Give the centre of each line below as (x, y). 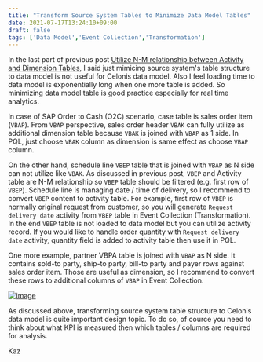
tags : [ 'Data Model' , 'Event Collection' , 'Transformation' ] (107, 37)
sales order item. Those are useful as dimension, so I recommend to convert (131, 272)
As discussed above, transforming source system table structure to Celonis (130, 311)
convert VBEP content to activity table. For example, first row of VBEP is (121, 199)
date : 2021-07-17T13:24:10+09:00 (63, 23)
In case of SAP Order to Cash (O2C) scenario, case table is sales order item (130, 117)
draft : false (29, 30)
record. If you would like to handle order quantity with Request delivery (124, 232)
